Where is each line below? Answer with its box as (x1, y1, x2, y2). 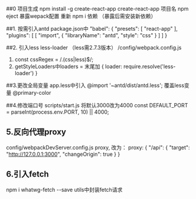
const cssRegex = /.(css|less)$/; (14, 56, 93, 63)
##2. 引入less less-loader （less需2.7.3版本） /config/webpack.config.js (6, 44, 182, 51)
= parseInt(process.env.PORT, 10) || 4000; (6, 108, 109, 115)
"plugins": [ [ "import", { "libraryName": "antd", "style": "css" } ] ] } (6, 32, 168, 38)
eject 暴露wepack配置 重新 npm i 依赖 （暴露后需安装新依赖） (6, 12, 156, 20)
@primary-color (12, 89, 51, 96)
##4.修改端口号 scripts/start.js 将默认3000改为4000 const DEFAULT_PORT (6, 102, 188, 108)
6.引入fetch (6, 169, 49, 179)
